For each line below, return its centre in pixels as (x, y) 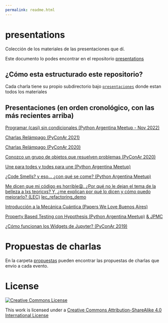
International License (27, 315)
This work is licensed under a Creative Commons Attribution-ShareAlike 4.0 (83, 310)
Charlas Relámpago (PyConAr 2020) (43, 147)
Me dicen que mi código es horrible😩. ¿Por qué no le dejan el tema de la (80, 186)
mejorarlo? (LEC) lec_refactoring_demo (46, 197)
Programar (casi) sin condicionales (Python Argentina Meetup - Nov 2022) (82, 128)
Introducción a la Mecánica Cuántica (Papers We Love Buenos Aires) (77, 207)
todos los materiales (26, 92)
